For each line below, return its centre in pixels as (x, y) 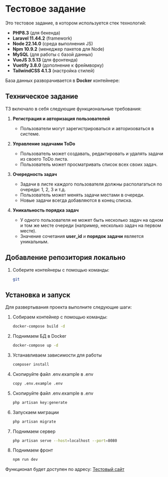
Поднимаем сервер (34, 431)
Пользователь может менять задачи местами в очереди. (82, 195)
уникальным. (34, 242)
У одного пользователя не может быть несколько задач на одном (92, 220)
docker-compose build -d (39, 326)
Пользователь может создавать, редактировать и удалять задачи (92, 154)
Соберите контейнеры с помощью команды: (61, 270)
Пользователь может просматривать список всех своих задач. (89, 164)
